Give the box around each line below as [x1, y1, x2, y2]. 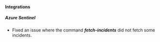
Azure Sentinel [5, 15, 35, 21]
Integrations [5, 4, 31, 10]
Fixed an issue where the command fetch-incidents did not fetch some [12, 27, 155, 33]
